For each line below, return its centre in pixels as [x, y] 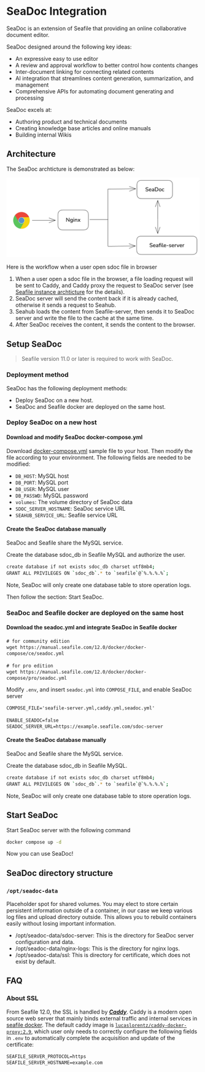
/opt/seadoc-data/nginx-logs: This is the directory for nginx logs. [97, 948]
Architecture [31, 154]
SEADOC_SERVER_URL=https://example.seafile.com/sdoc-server [85, 727]
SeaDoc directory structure [60, 873]
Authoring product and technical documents [71, 122]
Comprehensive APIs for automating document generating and [94, 91]
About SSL [22, 998]
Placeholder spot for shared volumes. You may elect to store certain [92, 904]
